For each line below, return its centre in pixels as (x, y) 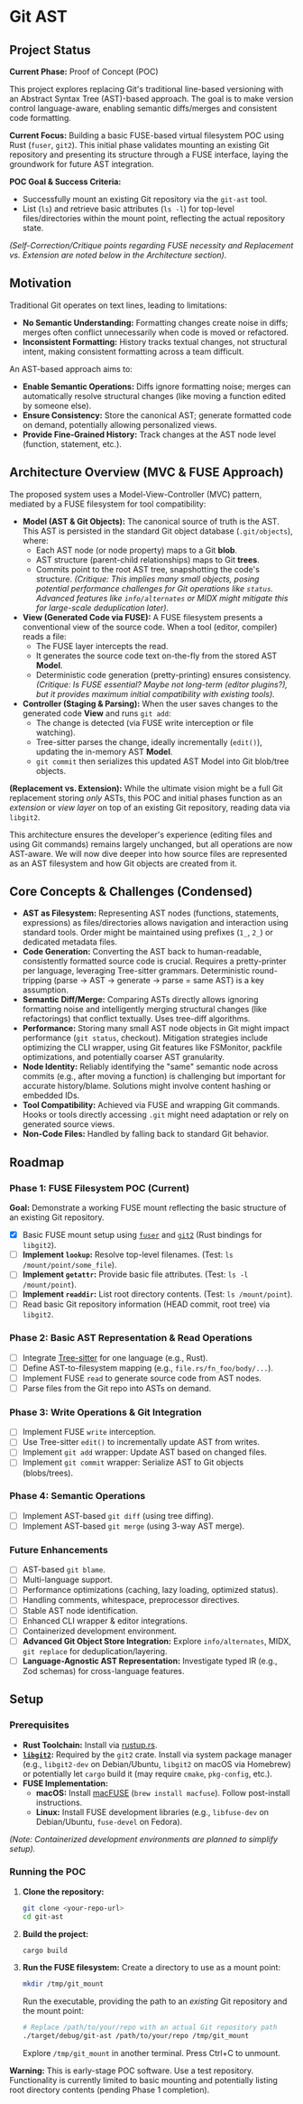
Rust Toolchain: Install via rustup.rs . (90, 1745)
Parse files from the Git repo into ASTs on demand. (117, 1388)
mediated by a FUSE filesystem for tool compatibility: (108, 504)
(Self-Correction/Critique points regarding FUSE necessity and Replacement (151, 245)
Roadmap (37, 1162)
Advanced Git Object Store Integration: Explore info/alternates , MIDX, (156, 1641)
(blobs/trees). (48, 1473)
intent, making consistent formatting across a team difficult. (133, 351)
